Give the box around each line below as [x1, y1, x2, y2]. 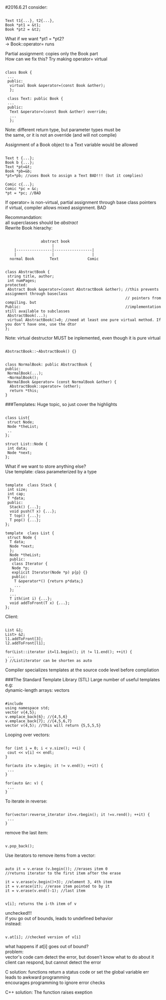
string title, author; [7, 274, 55, 279]
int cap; [7, 491, 26, 496]
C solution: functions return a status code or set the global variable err [5, 969, 149, 975]
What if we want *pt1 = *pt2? [5, 36, 65, 41]
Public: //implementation [5, 304, 162, 309]
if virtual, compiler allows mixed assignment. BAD [5, 204, 107, 210]
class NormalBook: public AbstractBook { [5, 362, 92, 367]
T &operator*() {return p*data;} [14, 579, 83, 584]
